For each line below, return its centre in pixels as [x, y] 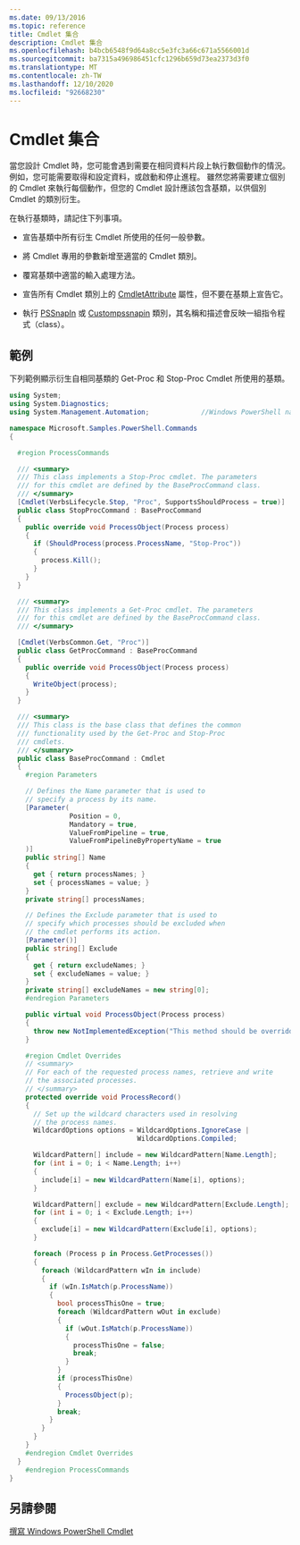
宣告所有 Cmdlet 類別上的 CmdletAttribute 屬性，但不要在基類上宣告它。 [155, 294]
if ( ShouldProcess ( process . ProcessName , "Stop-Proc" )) [137, 544]
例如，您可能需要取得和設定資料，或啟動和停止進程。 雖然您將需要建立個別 [147, 177]
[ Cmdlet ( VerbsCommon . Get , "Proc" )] [83, 643]
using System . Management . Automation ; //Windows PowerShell [145, 412]
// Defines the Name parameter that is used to [115, 791]
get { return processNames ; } [89, 874]
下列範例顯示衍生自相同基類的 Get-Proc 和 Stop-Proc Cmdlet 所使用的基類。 [150, 379]
